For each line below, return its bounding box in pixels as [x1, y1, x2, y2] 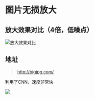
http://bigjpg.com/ [17, 68, 54, 74]
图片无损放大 [5, 4, 57, 16]
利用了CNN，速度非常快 [5, 79, 54, 85]
